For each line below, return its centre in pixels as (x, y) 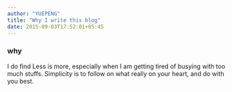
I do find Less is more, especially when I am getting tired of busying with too (116, 66)
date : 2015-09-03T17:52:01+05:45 (56, 26)
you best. (20, 81)
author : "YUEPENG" (34, 14)
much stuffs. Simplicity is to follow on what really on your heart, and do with (116, 73)
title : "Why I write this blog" (54, 20)
